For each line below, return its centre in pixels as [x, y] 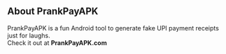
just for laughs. [29, 35]
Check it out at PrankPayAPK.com [57, 43]
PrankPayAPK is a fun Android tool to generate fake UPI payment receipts [113, 28]
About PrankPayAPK [53, 11]
